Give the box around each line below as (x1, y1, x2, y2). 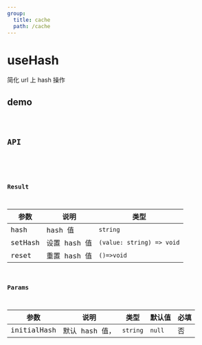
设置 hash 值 (46, 239, 93, 248)
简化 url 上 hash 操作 (7, 76, 65, 84)
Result (7, 183, 30, 191)
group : (7, 10, 26, 17)
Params (7, 283, 30, 292)
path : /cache (13, 23, 51, 29)
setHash (10, 238, 40, 247)
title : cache (13, 16, 51, 23)
